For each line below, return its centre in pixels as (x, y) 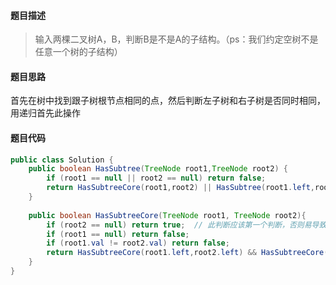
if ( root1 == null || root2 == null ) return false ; (156, 178)
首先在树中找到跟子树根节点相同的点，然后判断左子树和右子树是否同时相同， (168, 101)
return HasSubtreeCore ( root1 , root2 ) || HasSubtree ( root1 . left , (180, 188)
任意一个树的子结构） (78, 52)
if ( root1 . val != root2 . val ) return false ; (138, 243)
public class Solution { (62, 160)
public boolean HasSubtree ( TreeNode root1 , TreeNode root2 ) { (158, 169)
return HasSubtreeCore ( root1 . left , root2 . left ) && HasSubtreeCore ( (187, 253)
